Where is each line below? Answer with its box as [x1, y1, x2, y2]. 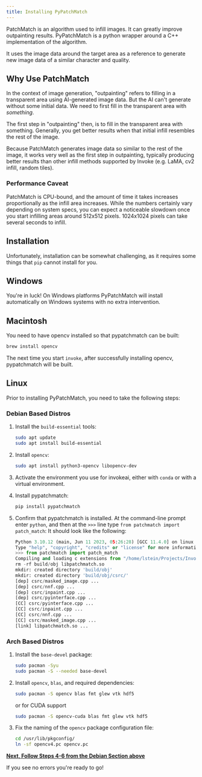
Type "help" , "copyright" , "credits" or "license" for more [14, 544, 169, 550]
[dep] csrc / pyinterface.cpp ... [14, 595, 96, 601]
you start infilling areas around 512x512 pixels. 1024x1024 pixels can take [6, 212, 188, 219]
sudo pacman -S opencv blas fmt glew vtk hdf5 [14, 691, 134, 697]
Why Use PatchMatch [6, 74, 89, 84]
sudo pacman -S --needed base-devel [14, 668, 107, 674]
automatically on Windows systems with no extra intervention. [6, 298, 161, 306]
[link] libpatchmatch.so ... [14, 623, 89, 629]
